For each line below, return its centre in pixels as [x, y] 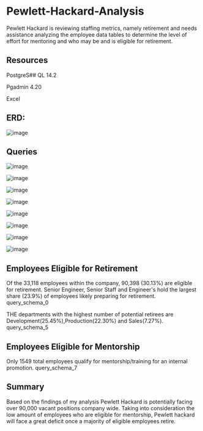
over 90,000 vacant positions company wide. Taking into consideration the [101, 408]
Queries [22, 152]
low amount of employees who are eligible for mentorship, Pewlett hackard [101, 415]
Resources [27, 60]
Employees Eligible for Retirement [72, 268]
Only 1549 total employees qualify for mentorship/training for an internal [97, 361]
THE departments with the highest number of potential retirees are [90, 314]
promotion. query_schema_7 [42, 368]
